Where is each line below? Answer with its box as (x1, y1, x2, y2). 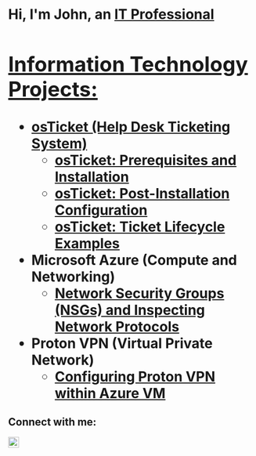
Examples (54, 234, 120, 252)
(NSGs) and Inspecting (54, 301, 206, 319)
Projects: (8, 76, 98, 102)
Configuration (54, 201, 148, 219)
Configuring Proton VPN (54, 367, 216, 385)
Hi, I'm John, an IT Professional (8, 5, 215, 24)
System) (31, 135, 88, 152)
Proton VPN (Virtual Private (31, 335, 213, 352)
